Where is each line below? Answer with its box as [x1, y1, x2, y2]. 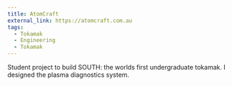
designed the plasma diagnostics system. [7, 70, 130, 79]
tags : [7, 23, 24, 31]
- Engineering [14, 37, 56, 44]
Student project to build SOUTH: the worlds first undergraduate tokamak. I [7, 63, 226, 71]
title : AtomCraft [7, 10, 59, 18]
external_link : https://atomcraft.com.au [7, 17, 133, 24]
